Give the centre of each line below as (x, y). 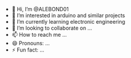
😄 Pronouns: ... (31, 43)
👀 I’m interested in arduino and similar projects (68, 15)
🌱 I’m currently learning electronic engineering (68, 22)
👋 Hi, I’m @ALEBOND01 (40, 9)
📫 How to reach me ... (39, 35)
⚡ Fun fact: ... (28, 50)
